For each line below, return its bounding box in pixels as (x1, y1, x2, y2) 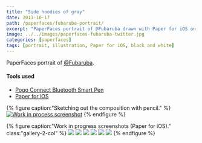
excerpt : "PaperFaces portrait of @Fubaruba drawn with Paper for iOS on (6, 25, 197, 32)
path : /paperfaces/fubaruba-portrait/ (6, 20, 104, 26)
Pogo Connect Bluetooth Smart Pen (15, 86, 104, 94)
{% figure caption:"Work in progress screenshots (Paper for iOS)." (6, 122, 171, 130)
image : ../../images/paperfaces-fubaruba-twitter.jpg (6, 31, 145, 37)
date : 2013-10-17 (6, 14, 50, 21)
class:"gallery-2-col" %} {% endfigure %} (6, 130, 155, 137)
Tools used (6, 73, 35, 80)
